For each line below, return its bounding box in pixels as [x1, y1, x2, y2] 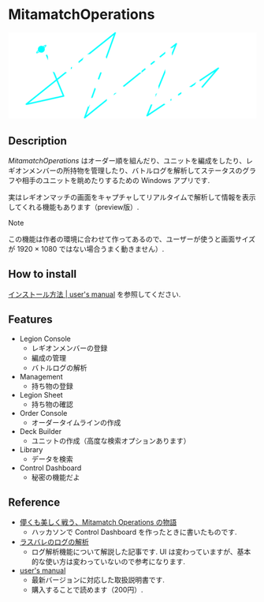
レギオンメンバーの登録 [31, 343, 108, 353]
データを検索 [31, 454, 73, 463]
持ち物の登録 [31, 381, 73, 391]
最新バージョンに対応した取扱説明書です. [31, 575, 165, 585]
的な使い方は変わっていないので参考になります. [31, 557, 185, 566]
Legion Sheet [19, 390, 63, 399]
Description [8, 134, 67, 148]
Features [8, 313, 53, 327]
